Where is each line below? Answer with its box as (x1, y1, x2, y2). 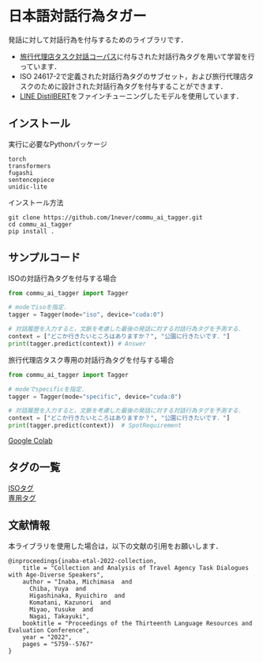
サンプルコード (8, 251, 81, 264)
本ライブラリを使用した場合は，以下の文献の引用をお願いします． (8, 541, 223, 550)
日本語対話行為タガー (8, 7, 148, 25)
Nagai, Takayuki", (28, 612, 90, 620)
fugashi (8, 169, 34, 177)
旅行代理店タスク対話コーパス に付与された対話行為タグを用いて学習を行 (19, 51, 255, 61)
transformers (8, 162, 51, 170)
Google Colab (8, 436, 53, 446)
